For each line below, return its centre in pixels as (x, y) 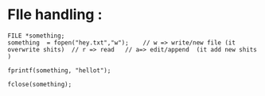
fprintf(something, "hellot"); (59, 70)
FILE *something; (36, 36)
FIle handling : (55, 15)
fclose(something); (40, 84)
